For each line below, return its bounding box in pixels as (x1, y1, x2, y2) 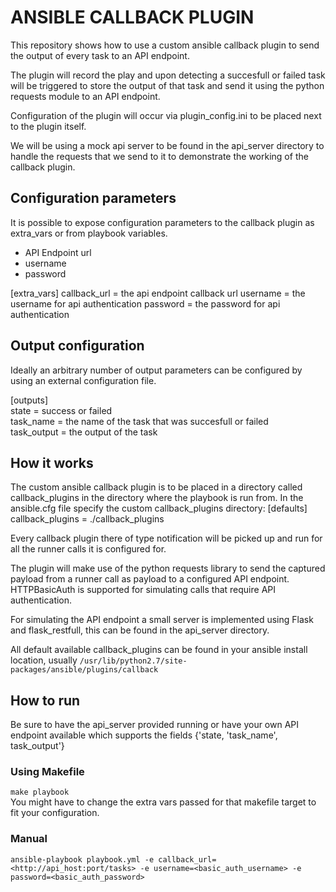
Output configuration (10, 337, 145, 355)
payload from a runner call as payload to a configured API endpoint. (10, 573, 290, 585)
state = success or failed (10, 404, 113, 416)
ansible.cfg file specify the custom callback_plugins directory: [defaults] (10, 502, 308, 515)
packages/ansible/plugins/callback (10, 665, 159, 675)
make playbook (10, 787, 70, 798)
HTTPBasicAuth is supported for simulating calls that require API (10, 584, 277, 596)
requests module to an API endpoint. (10, 90, 161, 102)
